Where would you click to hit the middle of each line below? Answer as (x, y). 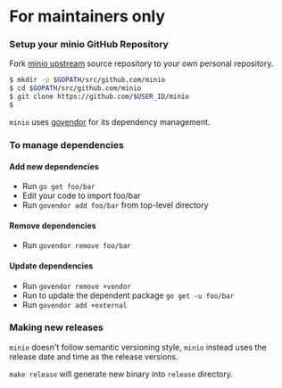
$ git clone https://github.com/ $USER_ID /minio (100, 97)
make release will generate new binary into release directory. (121, 374)
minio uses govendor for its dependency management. (110, 121)
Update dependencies (51, 266)
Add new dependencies (54, 166)
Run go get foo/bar (58, 186)
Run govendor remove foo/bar (76, 245)
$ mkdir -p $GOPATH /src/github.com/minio (87, 80)
